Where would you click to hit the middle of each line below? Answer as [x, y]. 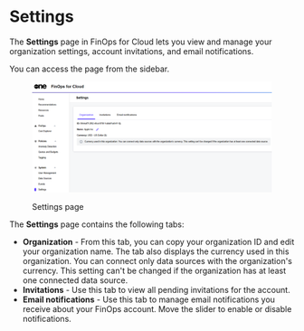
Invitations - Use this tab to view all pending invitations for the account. [157, 290]
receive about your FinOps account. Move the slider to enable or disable [157, 309]
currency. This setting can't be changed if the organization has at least [154, 271]
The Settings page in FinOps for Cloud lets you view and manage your [141, 42]
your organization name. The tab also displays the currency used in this [156, 251]
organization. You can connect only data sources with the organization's [157, 261]
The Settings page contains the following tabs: [97, 224]
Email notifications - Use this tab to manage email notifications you [149, 299]
